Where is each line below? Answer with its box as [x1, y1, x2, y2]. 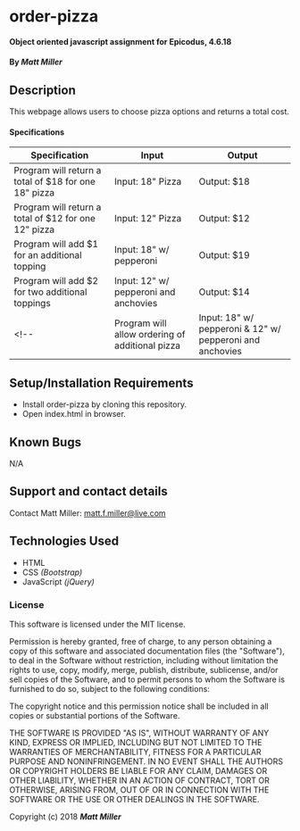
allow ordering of [114, 328, 186, 341]
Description [9, 82, 76, 97]
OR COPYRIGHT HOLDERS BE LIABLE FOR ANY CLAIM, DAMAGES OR [9, 765, 268, 776]
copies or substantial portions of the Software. [9, 710, 180, 720]
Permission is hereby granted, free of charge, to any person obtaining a [9, 636, 272, 646]
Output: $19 [198, 249, 250, 262]
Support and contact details [9, 484, 168, 499]
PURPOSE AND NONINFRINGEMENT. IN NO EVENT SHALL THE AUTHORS [9, 756, 284, 767]
